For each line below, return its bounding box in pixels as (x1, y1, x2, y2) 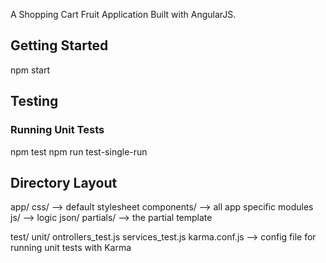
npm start (10, 64, 51, 76)
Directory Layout (10, 174, 118, 191)
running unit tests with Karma (10, 242, 132, 254)
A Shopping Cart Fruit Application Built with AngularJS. (10, 9, 237, 20)
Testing (10, 93, 59, 110)
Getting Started (10, 37, 109, 54)
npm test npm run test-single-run (10, 145, 148, 158)
